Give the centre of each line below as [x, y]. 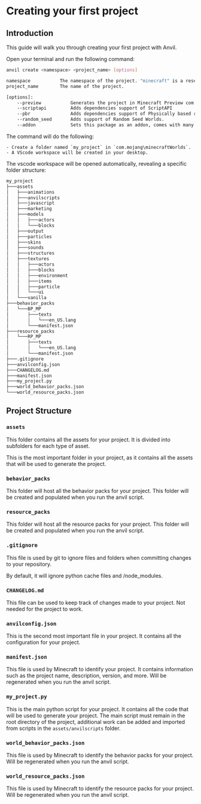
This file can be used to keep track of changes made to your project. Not [96, 602]
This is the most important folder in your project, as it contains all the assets [100, 457]
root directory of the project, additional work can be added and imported [96, 721]
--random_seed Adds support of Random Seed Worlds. [91, 120]
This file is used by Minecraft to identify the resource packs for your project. [100, 788]
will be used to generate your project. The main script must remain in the [96, 715]
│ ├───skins [24, 242]
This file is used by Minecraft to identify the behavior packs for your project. [100, 756]
